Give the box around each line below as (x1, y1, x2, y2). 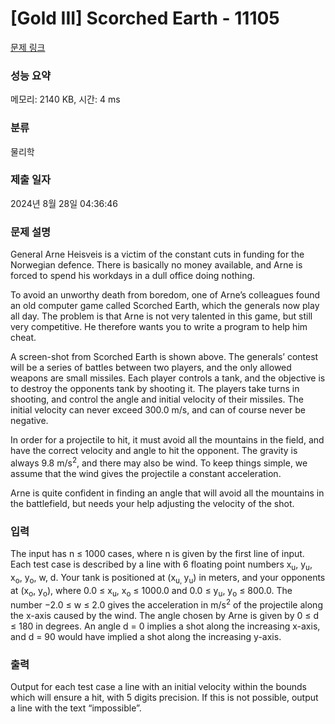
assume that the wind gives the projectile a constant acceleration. (10, 467, 282, 479)
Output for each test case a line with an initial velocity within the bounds (10, 681, 307, 693)
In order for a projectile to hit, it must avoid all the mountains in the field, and (10, 434, 325, 446)
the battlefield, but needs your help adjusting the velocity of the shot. (10, 497, 295, 509)
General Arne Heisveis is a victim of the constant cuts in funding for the (10, 248, 305, 261)
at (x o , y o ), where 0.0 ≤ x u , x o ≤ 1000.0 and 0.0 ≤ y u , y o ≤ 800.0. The (10, 584, 293, 599)
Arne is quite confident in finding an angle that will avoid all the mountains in (10, 487, 325, 499)
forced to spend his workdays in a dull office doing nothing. (10, 270, 256, 282)
